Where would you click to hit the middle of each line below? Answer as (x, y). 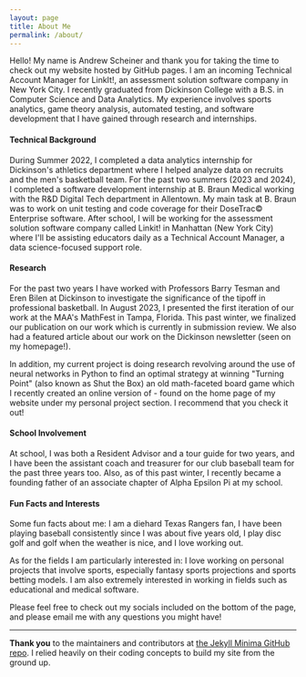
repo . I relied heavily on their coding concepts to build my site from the (142, 653)
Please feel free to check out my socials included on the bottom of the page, (153, 608)
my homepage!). (40, 346)
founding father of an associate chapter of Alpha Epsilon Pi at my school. (146, 482)
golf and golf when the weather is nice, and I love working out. (127, 543)
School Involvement (48, 433)
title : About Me (40, 26)
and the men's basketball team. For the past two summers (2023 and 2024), (153, 180)
